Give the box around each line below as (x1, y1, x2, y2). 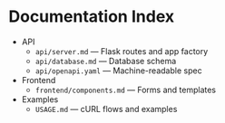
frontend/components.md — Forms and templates (34, 84, 217, 95)
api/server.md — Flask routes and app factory (34, 45, 209, 56)
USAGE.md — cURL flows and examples (34, 103, 178, 114)
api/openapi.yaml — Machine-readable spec (34, 65, 202, 76)
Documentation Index (8, 6, 174, 27)
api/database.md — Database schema (34, 55, 177, 66)
